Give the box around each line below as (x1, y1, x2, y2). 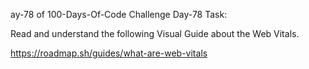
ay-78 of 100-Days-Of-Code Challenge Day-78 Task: (10, 9, 228, 20)
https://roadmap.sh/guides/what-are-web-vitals (10, 47, 208, 59)
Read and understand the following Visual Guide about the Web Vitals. (10, 28, 300, 39)
